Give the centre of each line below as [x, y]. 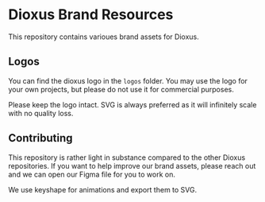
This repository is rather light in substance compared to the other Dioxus [127, 157]
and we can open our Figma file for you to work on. [92, 174]
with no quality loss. [41, 113]
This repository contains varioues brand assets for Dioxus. [104, 37]
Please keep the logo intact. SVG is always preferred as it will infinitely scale [132, 104]
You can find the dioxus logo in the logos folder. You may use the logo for [128, 80]
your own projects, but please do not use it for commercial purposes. [121, 89]
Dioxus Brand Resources [91, 15]
